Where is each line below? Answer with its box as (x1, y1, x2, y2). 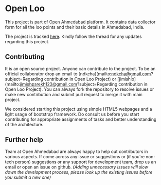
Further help (5, 135, 44, 144)
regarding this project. (5, 38, 50, 44)
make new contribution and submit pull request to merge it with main (5, 91, 143, 97)
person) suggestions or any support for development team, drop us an (15, 159, 157, 165)
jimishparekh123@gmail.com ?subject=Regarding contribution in (20, 81, 148, 87)
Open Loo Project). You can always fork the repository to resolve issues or (5, 86, 154, 92)
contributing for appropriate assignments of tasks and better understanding (5, 116, 157, 122)
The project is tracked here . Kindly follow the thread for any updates (5, 34, 142, 39)
